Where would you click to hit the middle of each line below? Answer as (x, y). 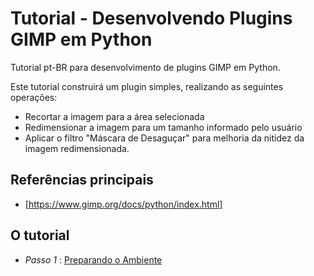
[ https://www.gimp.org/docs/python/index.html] (123, 204)
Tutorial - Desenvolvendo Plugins (151, 18)
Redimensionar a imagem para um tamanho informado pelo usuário (163, 127)
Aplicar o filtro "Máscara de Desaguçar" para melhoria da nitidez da (164, 138)
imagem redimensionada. (77, 148)
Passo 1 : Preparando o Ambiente (93, 259)
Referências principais (82, 180)
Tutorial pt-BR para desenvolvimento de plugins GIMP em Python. (145, 67)
